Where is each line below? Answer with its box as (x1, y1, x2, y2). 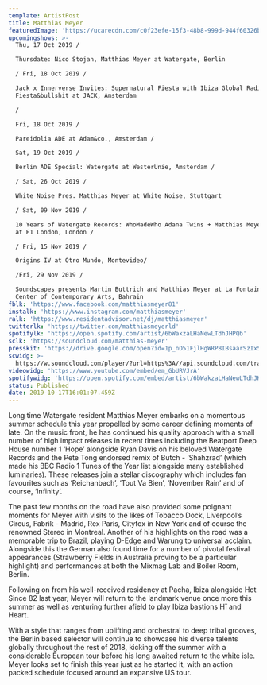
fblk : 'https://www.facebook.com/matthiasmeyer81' (8, 300, 180, 308)
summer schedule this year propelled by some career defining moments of (8, 419, 253, 429)
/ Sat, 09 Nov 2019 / (15, 206, 87, 215)
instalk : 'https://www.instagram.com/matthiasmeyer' (8, 308, 187, 315)
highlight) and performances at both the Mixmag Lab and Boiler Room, (8, 561, 239, 571)
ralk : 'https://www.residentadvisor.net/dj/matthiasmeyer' (8, 315, 208, 323)
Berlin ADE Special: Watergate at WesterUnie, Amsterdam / (15, 164, 215, 172)
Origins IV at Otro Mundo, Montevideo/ (15, 257, 148, 265)
